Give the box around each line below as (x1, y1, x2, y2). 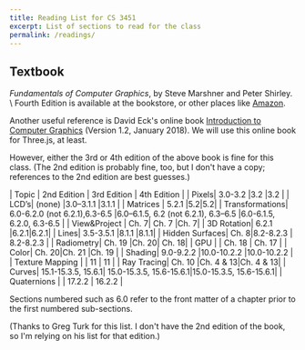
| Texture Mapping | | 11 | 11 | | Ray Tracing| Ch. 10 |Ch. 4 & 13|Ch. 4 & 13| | (9, 256, 287, 268)
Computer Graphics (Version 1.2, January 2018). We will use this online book (9, 125, 297, 136)
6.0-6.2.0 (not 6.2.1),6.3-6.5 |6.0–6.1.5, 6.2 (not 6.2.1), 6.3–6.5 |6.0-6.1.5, (9, 208, 276, 219)
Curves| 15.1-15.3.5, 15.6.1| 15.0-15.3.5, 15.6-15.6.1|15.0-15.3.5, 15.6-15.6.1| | (9, 266, 282, 277)
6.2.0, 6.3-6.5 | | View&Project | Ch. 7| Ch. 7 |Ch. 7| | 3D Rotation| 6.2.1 (9, 218, 273, 229)
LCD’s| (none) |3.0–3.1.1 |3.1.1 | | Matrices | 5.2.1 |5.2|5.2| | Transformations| (9, 199, 289, 210)
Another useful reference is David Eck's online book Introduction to (9, 115, 261, 126)
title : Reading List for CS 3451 (9, 13, 137, 23)
